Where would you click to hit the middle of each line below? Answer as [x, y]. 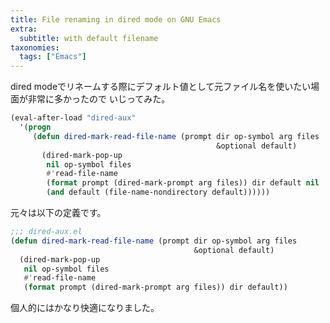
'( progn [35, 127]
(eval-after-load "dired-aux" [73, 118]
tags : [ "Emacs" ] [53, 57]
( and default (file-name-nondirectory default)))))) [158, 192]
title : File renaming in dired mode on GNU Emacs [116, 19]
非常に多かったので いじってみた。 [99, 99]
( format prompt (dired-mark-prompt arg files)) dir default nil [183, 183]
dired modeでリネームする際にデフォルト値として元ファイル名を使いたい [161, 87]
